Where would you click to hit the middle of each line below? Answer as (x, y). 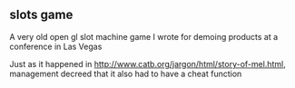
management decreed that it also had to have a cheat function (126, 73)
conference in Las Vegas (56, 46)
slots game (41, 15)
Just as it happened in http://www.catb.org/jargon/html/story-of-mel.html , (147, 64)
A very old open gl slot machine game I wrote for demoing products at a (144, 36)
